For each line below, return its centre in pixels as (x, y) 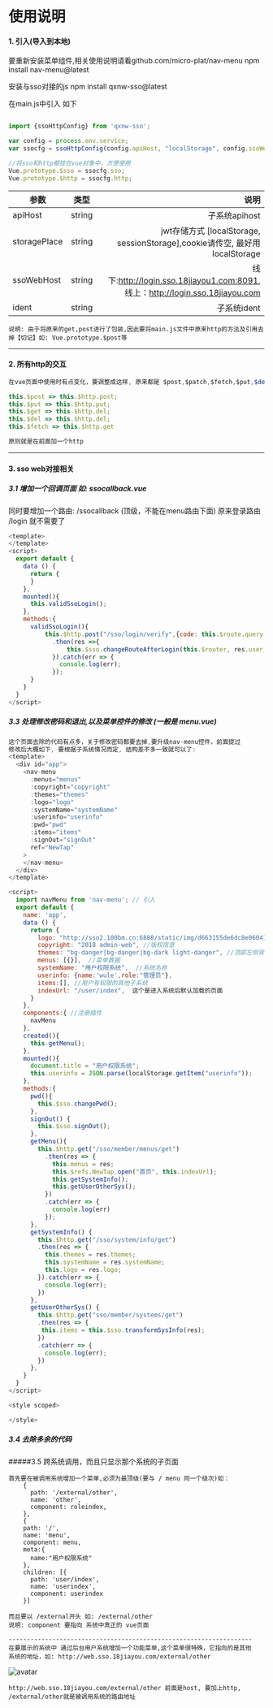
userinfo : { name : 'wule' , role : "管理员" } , (105, 975)
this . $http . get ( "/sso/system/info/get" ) (107, 1239)
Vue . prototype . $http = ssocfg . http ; (70, 178)
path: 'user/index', (65, 1579)
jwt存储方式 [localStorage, (211, 231)
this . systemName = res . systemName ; (104, 1263)
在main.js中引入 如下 (43, 104)
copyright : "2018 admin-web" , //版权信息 (106, 945)
